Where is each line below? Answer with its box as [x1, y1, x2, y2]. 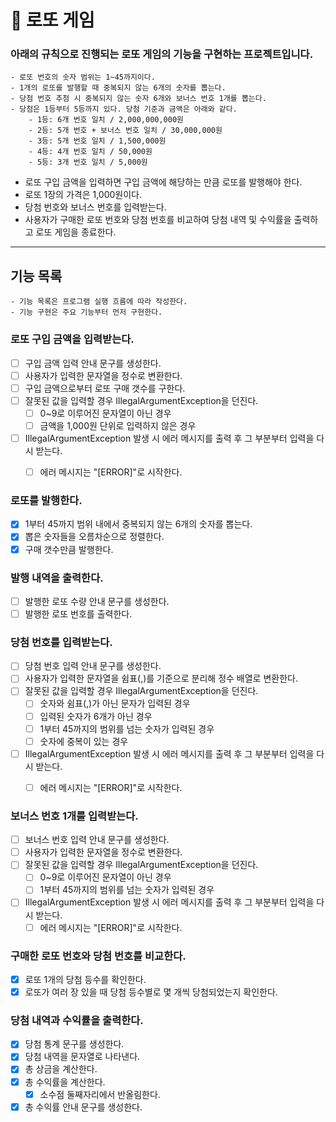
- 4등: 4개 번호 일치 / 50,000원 [28, 147, 153, 157]
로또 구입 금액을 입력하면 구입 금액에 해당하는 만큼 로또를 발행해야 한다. [24, 176, 303, 188]
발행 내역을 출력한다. [10, 571, 104, 585]
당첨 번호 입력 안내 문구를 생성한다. [24, 660, 162, 672]
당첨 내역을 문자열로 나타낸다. [24, 1051, 141, 1063]
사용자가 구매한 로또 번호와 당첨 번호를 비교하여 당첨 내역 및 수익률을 [24, 214, 292, 226]
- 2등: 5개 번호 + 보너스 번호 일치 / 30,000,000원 [28, 126, 223, 136]
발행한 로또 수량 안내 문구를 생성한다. [24, 595, 170, 607]
